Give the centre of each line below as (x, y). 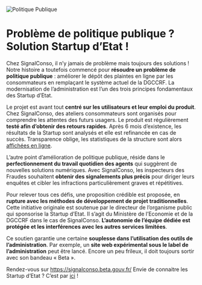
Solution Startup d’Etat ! (68, 47)
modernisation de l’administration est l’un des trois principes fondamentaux (99, 89)
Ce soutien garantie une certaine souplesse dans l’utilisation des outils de (99, 238)
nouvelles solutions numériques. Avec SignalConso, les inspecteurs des (96, 170)
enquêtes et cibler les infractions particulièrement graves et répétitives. (95, 183)
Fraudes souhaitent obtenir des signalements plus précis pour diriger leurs (100, 176)
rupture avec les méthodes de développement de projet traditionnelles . (97, 201)
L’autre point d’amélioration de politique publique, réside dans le (86, 157)
